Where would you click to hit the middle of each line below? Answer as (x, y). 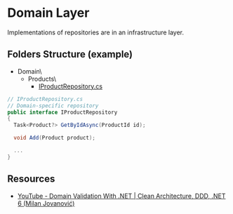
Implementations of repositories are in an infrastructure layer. (96, 32)
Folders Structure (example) (70, 54)
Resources (31, 179)
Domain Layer (48, 13)
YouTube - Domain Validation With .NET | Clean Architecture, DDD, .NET (121, 196)
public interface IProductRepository (62, 112)
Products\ (42, 79)
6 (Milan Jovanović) (46, 203)
